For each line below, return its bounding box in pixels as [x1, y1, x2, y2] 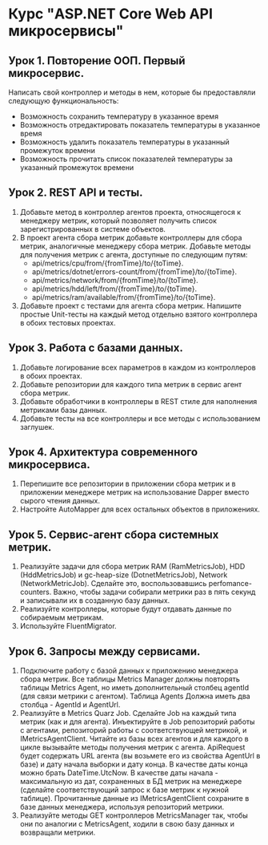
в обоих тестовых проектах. [19, 317, 116, 327]
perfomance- [208, 579, 252, 588]
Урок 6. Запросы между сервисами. [8, 645, 201, 658]
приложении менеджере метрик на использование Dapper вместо [19, 487, 250, 497]
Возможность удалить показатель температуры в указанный [19, 137, 230, 147]
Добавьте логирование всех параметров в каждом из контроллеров [19, 362, 256, 372]
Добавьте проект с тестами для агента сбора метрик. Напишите [19, 301, 242, 310]
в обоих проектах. [19, 370, 82, 381]
